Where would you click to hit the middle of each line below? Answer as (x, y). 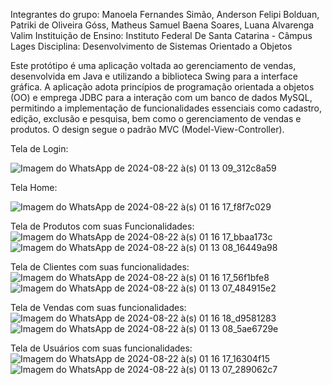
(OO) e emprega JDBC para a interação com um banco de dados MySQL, (161, 97)
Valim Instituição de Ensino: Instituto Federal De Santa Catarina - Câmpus (161, 35)
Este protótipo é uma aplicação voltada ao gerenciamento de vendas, (153, 65)
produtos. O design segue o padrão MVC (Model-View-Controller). (147, 129)
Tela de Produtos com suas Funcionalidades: (102, 226)
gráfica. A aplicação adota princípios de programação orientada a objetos (162, 87)
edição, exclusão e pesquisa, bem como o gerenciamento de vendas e (156, 118)
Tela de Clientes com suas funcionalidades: (100, 267)
